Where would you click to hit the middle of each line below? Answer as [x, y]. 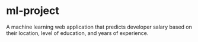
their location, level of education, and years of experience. [77, 33]
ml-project [33, 11]
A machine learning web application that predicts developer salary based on [99, 27]
